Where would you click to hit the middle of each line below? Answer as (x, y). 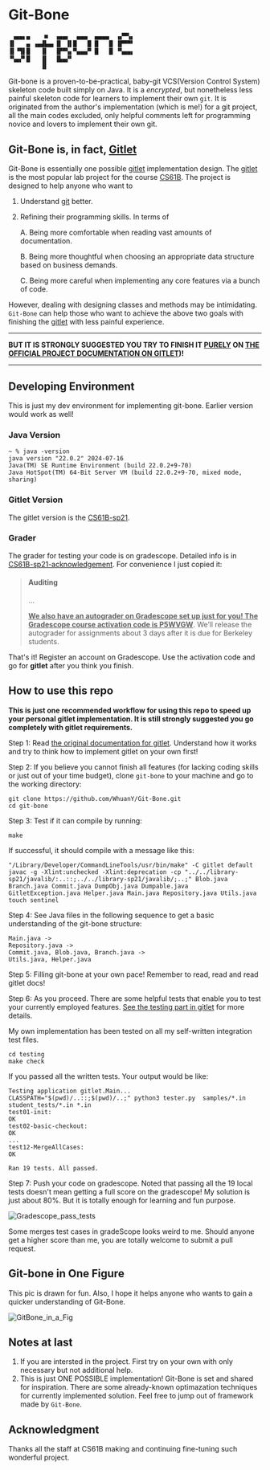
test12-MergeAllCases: (46, 1147)
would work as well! (41, 414)
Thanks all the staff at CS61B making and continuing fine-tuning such (123, 1449)
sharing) (23, 480)
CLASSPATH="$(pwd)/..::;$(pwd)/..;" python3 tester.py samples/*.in (127, 1098)
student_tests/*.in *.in (50, 1105)
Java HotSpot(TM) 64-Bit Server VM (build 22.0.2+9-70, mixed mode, (125, 473)
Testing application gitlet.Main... (70, 1091)
